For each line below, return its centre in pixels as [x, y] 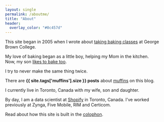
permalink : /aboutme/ [27, 14]
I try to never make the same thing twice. [46, 71]
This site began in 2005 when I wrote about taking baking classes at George [82, 42]
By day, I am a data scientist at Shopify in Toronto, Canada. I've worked [77, 100]
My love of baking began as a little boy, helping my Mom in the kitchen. [77, 56]
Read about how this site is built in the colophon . [54, 114]
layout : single [21, 10]
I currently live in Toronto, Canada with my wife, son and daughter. [72, 90]
